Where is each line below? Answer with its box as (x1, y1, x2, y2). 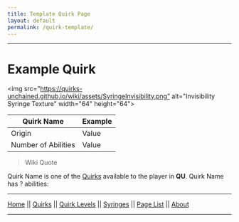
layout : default (7, 17, 55, 24)
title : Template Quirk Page (7, 10, 91, 18)
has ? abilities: (7, 179, 49, 189)
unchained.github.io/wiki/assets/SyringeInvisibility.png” (7, 92, 171, 100)
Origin (11, 129, 32, 139)
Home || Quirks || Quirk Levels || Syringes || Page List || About (7, 200, 190, 208)
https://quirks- (40, 85, 83, 93)
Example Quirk (7, 61, 96, 77)
